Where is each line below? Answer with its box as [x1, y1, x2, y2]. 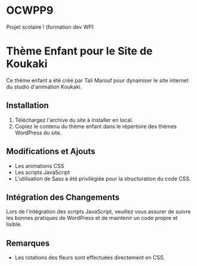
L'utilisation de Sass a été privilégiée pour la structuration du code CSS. [14, 175, 191, 182]
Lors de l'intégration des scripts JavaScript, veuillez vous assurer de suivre [6, 208, 191, 215]
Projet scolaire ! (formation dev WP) [6, 23, 94, 30]
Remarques [6, 238, 50, 248]
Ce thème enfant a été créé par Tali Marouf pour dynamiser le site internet [6, 77, 189, 84]
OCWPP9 [6, 4, 54, 17]
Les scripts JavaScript [14, 169, 70, 176]
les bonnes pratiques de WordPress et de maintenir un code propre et [6, 215, 178, 222]
